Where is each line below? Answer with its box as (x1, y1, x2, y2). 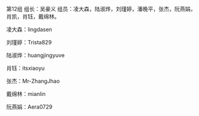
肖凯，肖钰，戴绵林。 (6, 13, 60, 20)
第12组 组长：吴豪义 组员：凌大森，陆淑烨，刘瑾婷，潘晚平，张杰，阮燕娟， (6, 5, 197, 12)
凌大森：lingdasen (6, 26, 52, 33)
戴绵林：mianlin (6, 90, 46, 97)
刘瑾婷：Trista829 (6, 39, 52, 46)
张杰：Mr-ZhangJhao (6, 78, 60, 84)
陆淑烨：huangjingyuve (6, 52, 65, 59)
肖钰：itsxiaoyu (6, 64, 45, 72)
